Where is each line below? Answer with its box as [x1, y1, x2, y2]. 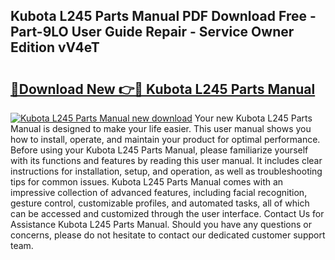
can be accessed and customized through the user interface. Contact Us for [10, 208, 325, 219]
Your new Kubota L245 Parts [194, 112, 313, 124]
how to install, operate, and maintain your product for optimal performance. [10, 134, 321, 145]
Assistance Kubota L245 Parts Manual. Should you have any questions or [10, 219, 313, 230]
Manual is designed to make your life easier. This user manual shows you [10, 123, 312, 134]
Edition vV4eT [10, 39, 100, 56]
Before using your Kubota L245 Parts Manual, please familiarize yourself [10, 144, 309, 156]
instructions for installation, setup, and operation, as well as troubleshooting [10, 165, 323, 177]
